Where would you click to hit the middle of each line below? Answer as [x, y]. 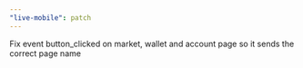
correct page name [45, 53]
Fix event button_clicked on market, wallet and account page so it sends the [152, 44]
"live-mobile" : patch [50, 18]
